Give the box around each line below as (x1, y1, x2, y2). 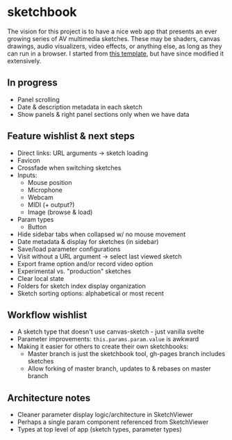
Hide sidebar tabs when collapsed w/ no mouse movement (17, 230, 186, 238)
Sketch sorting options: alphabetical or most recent (17, 289, 165, 298)
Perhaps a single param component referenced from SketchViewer (17, 418, 209, 426)
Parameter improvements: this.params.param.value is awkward (17, 335, 199, 343)
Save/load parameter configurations (17, 245, 121, 253)
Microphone (27, 186, 63, 194)
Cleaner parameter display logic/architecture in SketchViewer (17, 411, 193, 419)
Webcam (27, 193, 53, 202)
